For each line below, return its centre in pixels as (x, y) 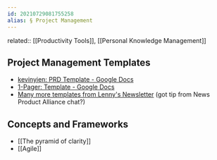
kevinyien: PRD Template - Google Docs (75, 80)
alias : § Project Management (50, 20)
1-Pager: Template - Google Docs (66, 87)
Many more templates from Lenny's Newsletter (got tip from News (113, 94)
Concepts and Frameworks (68, 124)
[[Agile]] (30, 149)
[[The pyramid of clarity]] (54, 141)
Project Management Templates (79, 62)
